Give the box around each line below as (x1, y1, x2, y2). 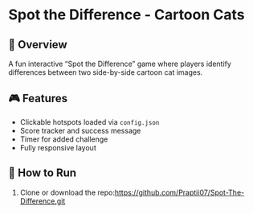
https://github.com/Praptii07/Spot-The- (114, 187, 245, 197)
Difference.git (19, 195, 66, 206)
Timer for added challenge (19, 134, 108, 144)
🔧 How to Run (8, 167, 77, 180)
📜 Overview (8, 38, 67, 51)
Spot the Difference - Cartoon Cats (8, 6, 245, 24)
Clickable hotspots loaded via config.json (19, 117, 160, 126)
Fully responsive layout (19, 142, 96, 152)
